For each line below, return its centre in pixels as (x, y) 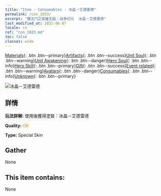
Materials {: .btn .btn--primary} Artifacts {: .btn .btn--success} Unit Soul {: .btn (81, 55)
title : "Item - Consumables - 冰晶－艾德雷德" (51, 10)
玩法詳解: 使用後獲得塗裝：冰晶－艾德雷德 (47, 116)
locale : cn (16, 28)
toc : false (16, 37)
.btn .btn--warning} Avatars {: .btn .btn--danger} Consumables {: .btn (72, 71)
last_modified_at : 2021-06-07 (36, 23)
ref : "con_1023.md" (25, 32)
